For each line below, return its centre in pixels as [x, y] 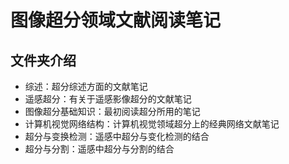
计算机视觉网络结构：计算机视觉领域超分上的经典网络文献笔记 [152, 124]
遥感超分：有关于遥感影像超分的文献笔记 [108, 99]
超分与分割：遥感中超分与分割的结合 [99, 149]
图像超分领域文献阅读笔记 [116, 20]
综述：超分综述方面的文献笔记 [86, 86]
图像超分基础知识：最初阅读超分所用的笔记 [112, 111]
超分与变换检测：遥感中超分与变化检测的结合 [117, 136]
